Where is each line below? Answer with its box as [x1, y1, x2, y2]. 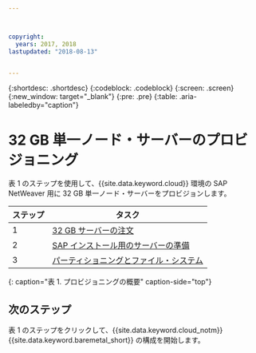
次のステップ [8, 303, 72, 316]
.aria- [179, 92, 197, 101]
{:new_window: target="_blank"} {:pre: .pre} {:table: [8, 92, 178, 101]
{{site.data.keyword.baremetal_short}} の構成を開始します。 [8, 335, 205, 345]
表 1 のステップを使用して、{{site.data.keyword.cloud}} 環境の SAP [8, 179, 228, 188]
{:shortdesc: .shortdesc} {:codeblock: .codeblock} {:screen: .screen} [8, 83, 234, 93]
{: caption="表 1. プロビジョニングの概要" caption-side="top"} [8, 277, 212, 287]
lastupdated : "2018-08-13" [8, 47, 98, 56]
